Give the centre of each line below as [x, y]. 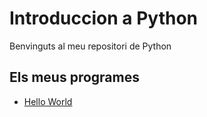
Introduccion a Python [104, 18]
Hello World [48, 101]
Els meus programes [74, 77]
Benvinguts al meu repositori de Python [90, 46]
